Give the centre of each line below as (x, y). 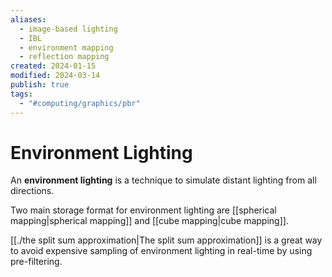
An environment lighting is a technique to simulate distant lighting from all (163, 180)
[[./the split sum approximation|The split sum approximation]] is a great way (166, 240)
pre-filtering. (36, 262)
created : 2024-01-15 (53, 66)
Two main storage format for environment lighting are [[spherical (143, 210)
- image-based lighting (68, 29)
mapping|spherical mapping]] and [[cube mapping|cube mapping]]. (149, 221)
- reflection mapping (64, 57)
